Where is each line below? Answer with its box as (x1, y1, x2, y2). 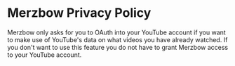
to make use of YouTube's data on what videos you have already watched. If (7, 35, 228, 44)
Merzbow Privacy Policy (7, 5, 152, 21)
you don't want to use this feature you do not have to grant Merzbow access (7, 43, 229, 51)
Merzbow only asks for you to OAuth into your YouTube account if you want (7, 28, 226, 37)
